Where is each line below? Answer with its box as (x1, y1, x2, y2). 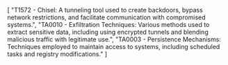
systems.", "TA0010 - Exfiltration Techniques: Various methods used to (7, 21, 210, 28)
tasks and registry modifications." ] (7, 50, 108, 58)
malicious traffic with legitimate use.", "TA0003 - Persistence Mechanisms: (7, 35, 221, 44)
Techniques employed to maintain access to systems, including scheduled (7, 43, 220, 50)
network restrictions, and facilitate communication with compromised (7, 13, 206, 21)
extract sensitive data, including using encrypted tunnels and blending (7, 28, 209, 36)
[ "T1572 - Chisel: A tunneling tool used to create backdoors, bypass (7, 6, 203, 14)
